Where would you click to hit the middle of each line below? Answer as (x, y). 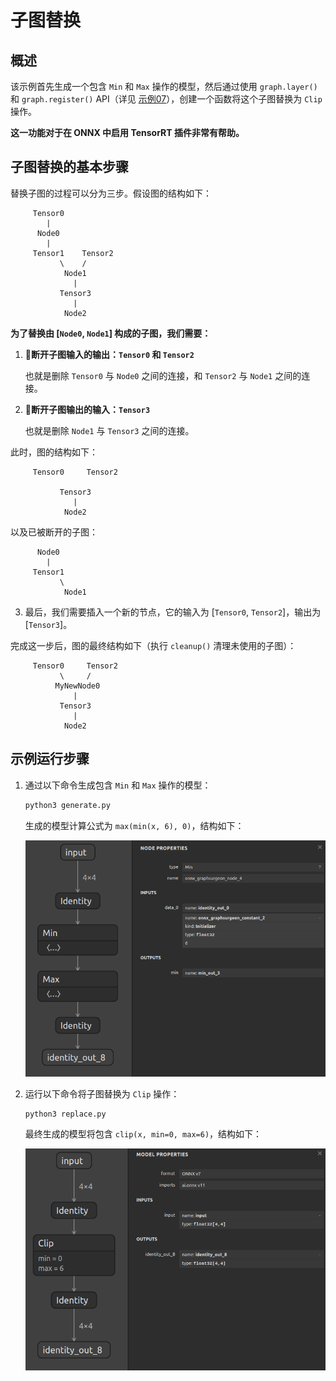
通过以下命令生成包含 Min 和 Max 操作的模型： (118, 785)
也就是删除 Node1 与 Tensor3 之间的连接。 (109, 430)
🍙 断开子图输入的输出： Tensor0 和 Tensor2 (109, 354)
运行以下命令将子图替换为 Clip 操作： (102, 1093)
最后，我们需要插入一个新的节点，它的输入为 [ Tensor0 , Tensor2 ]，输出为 (173, 612)
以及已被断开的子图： (54, 532)
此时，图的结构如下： (54, 452)
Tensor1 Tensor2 (73, 253)
